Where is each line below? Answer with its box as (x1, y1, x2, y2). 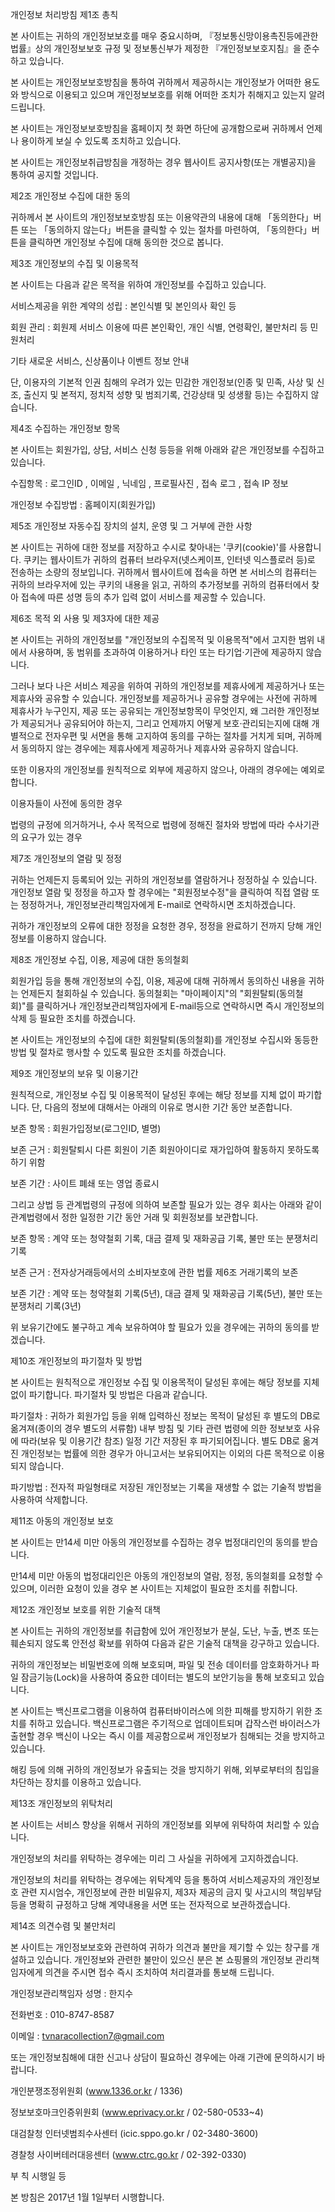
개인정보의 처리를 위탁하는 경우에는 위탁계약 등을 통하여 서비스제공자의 (10, 1874, 286, 1885)
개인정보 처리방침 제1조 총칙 (10, 9, 119, 20)
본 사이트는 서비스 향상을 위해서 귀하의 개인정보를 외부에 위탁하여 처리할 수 (10, 1819, 302, 1830)
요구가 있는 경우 (20, 831, 83, 843)
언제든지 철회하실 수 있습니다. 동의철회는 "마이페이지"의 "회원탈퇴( (20, 988, 280, 999)
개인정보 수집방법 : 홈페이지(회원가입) (10, 499, 157, 510)
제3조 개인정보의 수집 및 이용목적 (10, 258, 139, 269)
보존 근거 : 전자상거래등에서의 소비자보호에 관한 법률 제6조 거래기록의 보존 (10, 1266, 299, 1278)
